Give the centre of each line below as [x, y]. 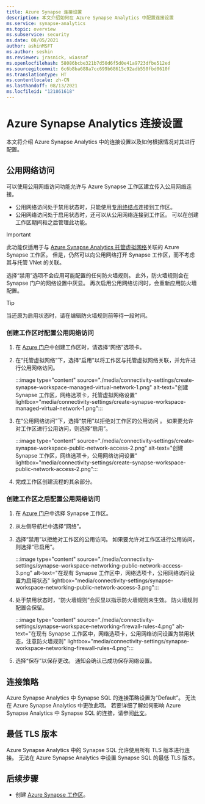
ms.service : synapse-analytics [46, 23]
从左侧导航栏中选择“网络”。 [50, 527]
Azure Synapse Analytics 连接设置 [95, 124]
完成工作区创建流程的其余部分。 [55, 481]
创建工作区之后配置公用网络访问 [53, 499]
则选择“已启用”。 [36, 547]
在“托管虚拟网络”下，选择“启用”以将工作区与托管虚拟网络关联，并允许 [103, 360]
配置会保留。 [31, 608]
